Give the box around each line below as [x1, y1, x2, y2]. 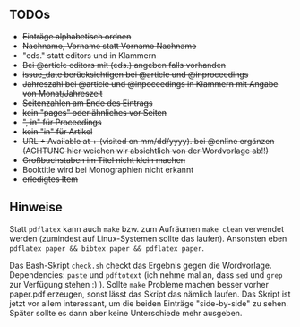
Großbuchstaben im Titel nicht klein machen [21, 154, 186, 165]
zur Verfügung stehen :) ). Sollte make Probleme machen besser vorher [9, 279, 269, 289]
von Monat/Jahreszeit [21, 88, 103, 99]
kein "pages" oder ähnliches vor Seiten [21, 107, 167, 117]
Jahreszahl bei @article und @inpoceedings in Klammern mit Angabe [21, 78, 279, 89]
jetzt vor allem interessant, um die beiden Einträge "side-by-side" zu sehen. [9, 297, 289, 308]
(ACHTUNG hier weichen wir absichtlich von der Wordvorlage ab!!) [21, 145, 269, 156]
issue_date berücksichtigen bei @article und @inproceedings [21, 69, 249, 80]
